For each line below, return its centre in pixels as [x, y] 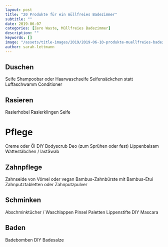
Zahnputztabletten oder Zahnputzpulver [46, 184]
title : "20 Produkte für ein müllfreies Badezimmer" [61, 14]
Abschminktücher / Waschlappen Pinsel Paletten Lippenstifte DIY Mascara [82, 212]
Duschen [19, 67]
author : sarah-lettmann [30, 47]
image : [12, 42]
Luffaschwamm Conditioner [34, 84]
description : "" [22, 33]
